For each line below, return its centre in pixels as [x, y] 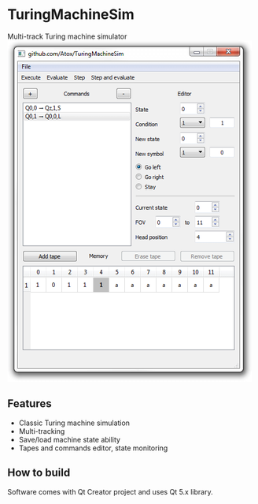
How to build [39, 473]
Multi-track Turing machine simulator [67, 36]
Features [29, 404]
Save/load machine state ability [70, 439]
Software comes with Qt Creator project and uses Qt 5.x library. [110, 491]
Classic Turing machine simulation [74, 423]
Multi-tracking [42, 431]
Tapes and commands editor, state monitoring [93, 448]
